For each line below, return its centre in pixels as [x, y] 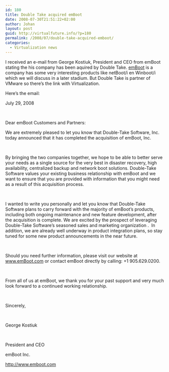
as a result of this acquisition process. [45, 184]
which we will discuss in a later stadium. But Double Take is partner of [78, 78]
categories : [18, 43]
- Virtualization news [34, 48]
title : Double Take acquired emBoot [44, 15]
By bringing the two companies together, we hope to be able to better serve [84, 157]
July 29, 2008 [20, 103]
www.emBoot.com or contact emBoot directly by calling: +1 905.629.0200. [83, 261]
